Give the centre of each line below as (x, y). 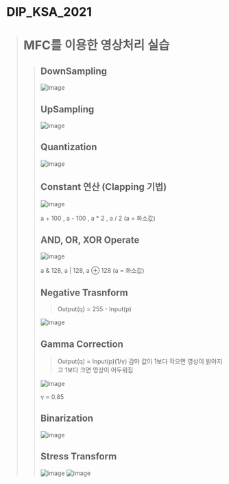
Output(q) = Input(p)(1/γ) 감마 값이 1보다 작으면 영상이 (131, 361)
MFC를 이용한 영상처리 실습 (96, 46)
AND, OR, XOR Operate (90, 240)
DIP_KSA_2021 (49, 12)
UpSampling (67, 109)
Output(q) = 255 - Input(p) (94, 309)
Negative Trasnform (84, 292)
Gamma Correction (82, 344)
